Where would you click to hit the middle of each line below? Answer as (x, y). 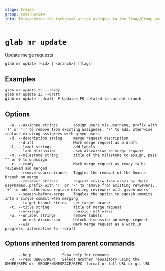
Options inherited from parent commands (70, 244)
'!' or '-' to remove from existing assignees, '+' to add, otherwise (79, 129)
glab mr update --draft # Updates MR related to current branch (73, 99)
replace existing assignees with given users (52, 134)
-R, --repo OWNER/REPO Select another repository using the (74, 259)
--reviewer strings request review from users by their (83, 181)
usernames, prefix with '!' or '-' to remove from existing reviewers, (80, 185)
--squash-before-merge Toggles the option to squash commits (85, 194)
